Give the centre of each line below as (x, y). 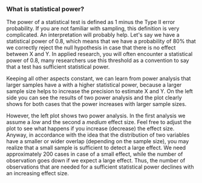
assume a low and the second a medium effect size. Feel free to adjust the (99, 122)
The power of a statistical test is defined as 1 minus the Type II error (91, 22)
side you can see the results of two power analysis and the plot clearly (94, 98)
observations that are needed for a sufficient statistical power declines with (100, 167)
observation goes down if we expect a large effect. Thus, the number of (96, 161)
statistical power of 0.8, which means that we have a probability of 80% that (101, 42)
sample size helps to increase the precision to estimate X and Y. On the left (100, 91)
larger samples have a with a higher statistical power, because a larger (94, 85)
